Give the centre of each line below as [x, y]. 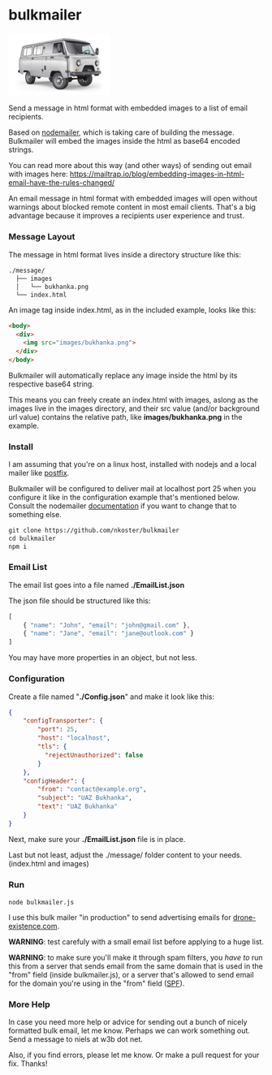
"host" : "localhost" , [74, 738]
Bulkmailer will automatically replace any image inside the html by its [123, 376]
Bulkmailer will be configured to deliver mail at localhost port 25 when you [132, 489]
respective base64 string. [52, 384]
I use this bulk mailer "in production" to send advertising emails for [120, 917]
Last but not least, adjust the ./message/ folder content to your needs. [125, 855]
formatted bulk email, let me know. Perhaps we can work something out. [129, 1031]
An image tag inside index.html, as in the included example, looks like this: [132, 309]
